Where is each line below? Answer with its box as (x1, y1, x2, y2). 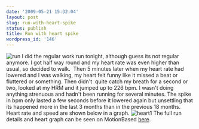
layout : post (6, 14, 39, 20)
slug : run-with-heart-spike (6, 20, 76, 26)
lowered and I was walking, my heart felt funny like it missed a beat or (6, 72, 178, 78)
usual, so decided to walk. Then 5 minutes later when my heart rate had (6, 65, 184, 72)
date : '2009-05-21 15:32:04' (6, 8, 79, 15)
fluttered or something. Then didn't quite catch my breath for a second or (6, 78, 188, 85)
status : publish (6, 25, 47, 32)
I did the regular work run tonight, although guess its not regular (22, 53, 179, 59)
